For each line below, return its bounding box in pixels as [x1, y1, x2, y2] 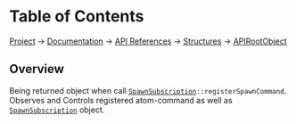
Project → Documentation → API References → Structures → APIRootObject [9, 36, 287, 46]
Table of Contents [9, 6, 144, 27]
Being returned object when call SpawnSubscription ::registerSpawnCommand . [9, 85, 287, 95]
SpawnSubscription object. [9, 104, 105, 115]
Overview [9, 62, 65, 77]
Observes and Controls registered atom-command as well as [9, 95, 234, 105]
